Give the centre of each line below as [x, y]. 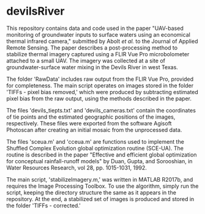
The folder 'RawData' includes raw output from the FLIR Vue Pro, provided [100, 79]
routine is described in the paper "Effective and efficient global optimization [102, 155]
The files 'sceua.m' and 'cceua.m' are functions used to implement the [95, 141]
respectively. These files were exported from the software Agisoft [89, 123]
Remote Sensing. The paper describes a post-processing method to [92, 48]
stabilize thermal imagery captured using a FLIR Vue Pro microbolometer [98, 54]
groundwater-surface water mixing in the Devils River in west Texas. [92, 67]
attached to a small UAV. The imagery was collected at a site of [86, 61]
